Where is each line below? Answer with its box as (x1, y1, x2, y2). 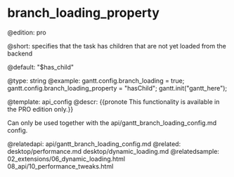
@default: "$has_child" (7, 63, 74, 71)
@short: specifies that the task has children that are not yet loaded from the (7, 41, 226, 50)
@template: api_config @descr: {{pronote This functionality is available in (7, 97, 220, 106)
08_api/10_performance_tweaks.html (7, 162, 114, 170)
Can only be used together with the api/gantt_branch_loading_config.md (7, 118, 217, 127)
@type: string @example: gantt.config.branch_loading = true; (7, 76, 185, 85)
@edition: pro (7, 28, 47, 37)
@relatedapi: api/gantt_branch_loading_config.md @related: (7, 139, 181, 148)
